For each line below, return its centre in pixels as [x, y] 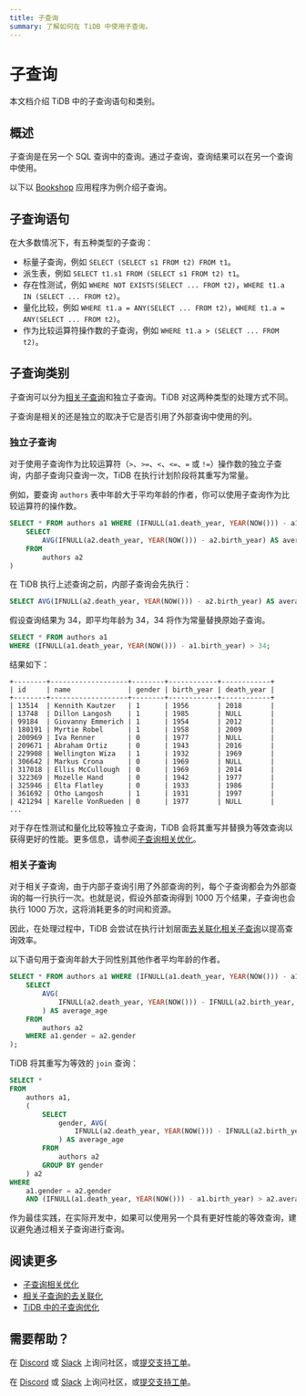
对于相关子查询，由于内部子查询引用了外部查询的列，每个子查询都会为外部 [149, 887]
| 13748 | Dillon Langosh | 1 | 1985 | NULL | [142, 714]
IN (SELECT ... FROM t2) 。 [74, 297]
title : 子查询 [34, 18]
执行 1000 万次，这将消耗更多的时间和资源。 [93, 910]
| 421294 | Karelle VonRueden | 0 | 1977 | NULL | [142, 802]
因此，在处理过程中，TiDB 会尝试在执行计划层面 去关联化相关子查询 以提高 [147, 929]
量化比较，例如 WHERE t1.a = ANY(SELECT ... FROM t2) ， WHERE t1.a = [153, 307]
